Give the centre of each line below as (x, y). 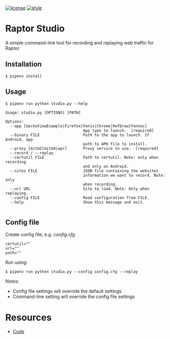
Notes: (12, 281)
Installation (23, 64)
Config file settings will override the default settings (67, 291)
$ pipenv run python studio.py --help (46, 103)
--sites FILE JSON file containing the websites (84, 171)
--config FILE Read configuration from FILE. (80, 198)
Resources (29, 317)
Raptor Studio (35, 29)
